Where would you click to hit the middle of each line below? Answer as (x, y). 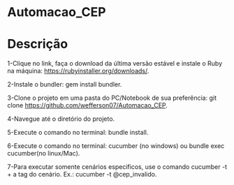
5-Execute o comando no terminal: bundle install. (78, 133)
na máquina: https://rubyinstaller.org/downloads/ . (78, 71)
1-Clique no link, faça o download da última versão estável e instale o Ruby (115, 64)
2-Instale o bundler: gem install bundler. (65, 84)
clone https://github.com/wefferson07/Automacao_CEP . (87, 105)
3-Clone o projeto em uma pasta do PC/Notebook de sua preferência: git (112, 98)
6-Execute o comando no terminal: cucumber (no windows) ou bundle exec (116, 146)
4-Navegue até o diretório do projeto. (61, 119)
